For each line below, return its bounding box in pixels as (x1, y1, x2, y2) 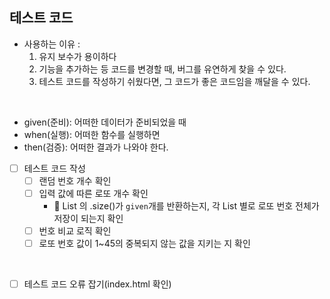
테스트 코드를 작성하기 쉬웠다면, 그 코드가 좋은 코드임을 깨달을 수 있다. (38, 75, 311, 87)
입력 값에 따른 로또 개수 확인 (38, 187, 149, 199)
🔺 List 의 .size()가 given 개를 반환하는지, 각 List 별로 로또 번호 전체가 (53, 200, 320, 212)
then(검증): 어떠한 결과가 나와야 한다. (23, 141, 169, 153)
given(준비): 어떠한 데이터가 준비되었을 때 (23, 116, 187, 128)
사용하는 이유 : (23, 38, 81, 50)
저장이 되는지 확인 (53, 213, 124, 224)
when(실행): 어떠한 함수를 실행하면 (23, 128, 161, 140)
